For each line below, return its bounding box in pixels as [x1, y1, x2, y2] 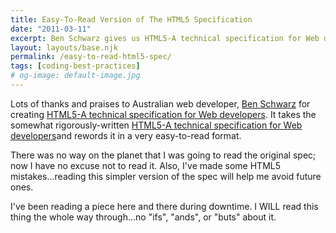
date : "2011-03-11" [10, 24, 92, 34]
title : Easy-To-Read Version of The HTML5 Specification [10, 14, 253, 25]
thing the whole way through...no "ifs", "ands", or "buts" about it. [10, 211, 277, 223]
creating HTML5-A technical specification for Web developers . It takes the [10, 108, 317, 120]
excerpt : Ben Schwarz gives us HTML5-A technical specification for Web [10, 33, 320, 43]
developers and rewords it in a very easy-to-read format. [10, 129, 242, 141]
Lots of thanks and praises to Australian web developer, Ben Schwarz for [10, 97, 311, 110]
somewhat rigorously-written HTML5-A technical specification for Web [10, 119, 303, 131]
